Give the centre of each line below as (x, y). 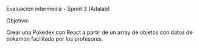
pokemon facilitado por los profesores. (55, 39)
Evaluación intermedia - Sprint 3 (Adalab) (58, 9)
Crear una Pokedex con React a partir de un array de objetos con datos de (100, 32)
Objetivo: (18, 20)
